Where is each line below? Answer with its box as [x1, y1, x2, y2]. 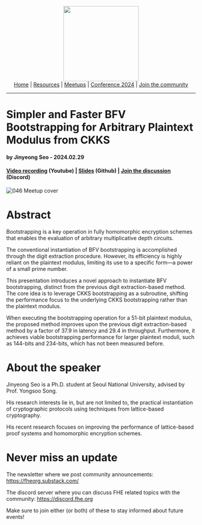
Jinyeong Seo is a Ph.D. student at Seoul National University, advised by [6, 381, 185, 388]
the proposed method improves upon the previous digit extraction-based [6, 320, 187, 328]
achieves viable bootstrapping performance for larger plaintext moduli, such [6, 333, 195, 340]
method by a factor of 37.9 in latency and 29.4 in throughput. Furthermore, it [6, 327, 195, 334]
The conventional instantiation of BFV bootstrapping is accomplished [6, 246, 177, 253]
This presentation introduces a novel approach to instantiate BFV [6, 277, 167, 284]
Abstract [6, 208, 51, 222]
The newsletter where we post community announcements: [6, 470, 154, 478]
